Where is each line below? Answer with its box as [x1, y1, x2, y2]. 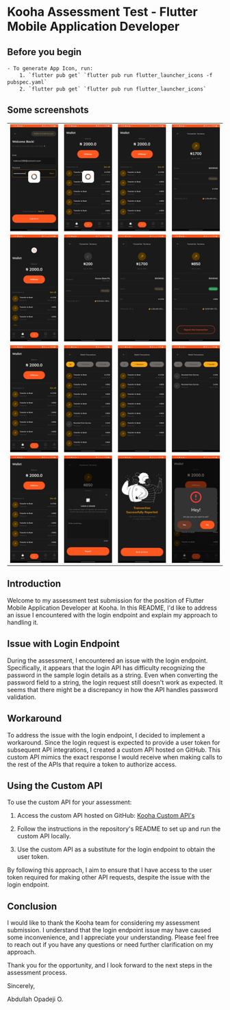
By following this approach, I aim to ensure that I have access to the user [7, 866, 212, 874]
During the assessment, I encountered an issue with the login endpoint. [7, 656, 208, 665]
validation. [7, 693, 36, 701]
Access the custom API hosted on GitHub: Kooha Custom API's [16, 812, 195, 820]
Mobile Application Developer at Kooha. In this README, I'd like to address [7, 604, 218, 612]
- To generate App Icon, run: [7, 65, 94, 72]
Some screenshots [7, 104, 89, 116]
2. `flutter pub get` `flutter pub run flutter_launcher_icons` [19, 86, 207, 93]
